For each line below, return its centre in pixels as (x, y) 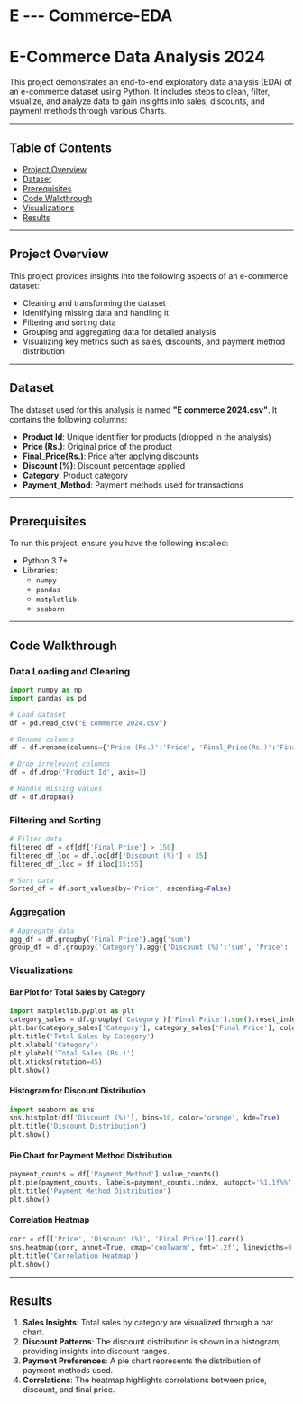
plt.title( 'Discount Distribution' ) (78, 1126)
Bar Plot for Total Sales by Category (78, 992)
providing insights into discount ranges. (96, 1352)
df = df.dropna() (42, 797)
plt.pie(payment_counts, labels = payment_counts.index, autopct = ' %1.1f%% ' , (153, 1183)
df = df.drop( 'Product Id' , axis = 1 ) (78, 773)
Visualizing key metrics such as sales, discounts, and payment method (154, 341)
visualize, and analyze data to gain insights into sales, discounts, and (138, 101)
